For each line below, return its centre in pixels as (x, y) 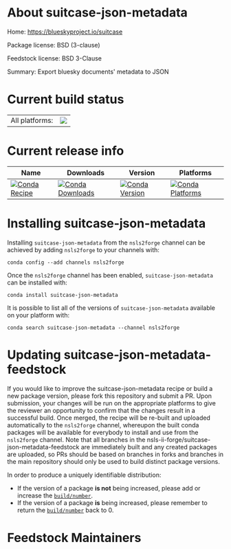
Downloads (86, 172)
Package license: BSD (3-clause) (54, 45)
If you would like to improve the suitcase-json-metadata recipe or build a (110, 388)
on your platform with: (38, 315)
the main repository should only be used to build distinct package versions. (113, 461)
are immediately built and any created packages (149, 447)
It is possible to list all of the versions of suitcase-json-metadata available (111, 308)
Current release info (66, 151)
